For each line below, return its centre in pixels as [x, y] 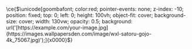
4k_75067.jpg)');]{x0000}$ [38, 40]
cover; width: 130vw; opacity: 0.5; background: [75, 21]
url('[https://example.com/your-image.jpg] [57, 27]
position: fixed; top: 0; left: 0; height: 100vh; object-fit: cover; [80, 15]
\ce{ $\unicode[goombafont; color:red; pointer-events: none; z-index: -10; [95, 9]
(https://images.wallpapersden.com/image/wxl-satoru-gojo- [79, 34]
